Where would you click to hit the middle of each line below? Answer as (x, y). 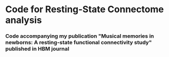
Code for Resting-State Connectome (84, 9)
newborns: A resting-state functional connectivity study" (79, 43)
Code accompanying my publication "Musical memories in (80, 36)
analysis (24, 20)
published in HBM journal (37, 49)
